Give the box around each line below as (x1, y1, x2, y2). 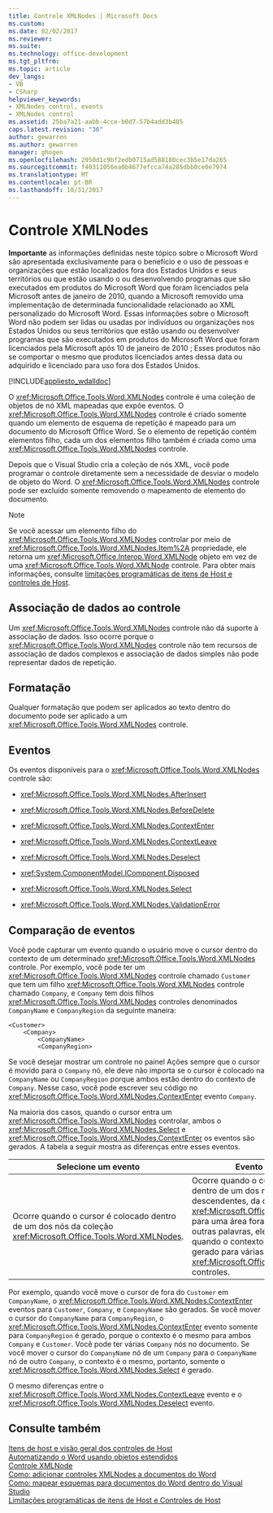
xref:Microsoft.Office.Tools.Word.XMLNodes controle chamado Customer (8, 970, 251, 981)
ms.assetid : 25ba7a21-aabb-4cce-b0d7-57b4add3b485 (8, 118, 184, 126)
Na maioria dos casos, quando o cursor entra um (8, 1107, 172, 1117)
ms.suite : (8, 42, 42, 50)
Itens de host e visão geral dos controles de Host (8, 1443, 173, 1453)
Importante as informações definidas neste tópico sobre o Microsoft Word (8, 247, 258, 257)
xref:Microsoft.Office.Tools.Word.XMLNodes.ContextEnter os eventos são (8, 1133, 255, 1143)
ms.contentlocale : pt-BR (8, 178, 93, 187)
